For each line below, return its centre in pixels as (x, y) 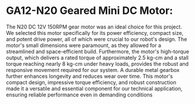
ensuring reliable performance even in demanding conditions (79, 95)
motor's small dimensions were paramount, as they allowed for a (84, 45)
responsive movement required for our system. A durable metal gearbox (93, 70)
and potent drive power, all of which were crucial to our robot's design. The (97, 39)
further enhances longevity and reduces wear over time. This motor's (90, 76)
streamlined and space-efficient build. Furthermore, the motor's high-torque (98, 51)
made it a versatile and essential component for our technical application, (94, 88)
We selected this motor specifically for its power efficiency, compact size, (95, 33)
